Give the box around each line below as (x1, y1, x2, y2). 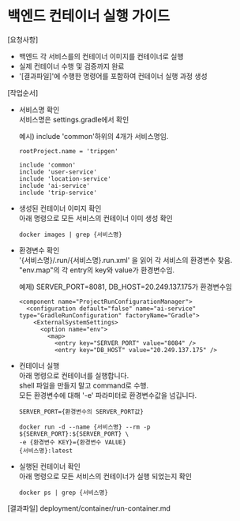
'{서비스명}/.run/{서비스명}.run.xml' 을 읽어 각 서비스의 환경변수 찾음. (18, 255, 233, 264)
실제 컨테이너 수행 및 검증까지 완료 (18, 61, 125, 71)
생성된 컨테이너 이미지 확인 (18, 203, 102, 213)
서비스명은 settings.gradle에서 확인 (18, 114, 129, 124)
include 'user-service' (18, 167, 98, 176)
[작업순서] (7, 88, 39, 97)
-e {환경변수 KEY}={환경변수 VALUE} (18, 438, 127, 446)
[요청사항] (7, 35, 39, 44)
